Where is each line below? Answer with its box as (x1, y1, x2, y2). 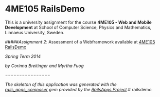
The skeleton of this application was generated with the (5, 81, 117, 87)
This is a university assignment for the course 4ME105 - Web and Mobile (5, 19, 152, 25)
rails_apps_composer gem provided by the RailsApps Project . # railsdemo (5, 86, 152, 92)
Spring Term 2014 (5, 53, 41, 59)
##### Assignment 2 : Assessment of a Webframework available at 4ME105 (5, 39, 155, 44)
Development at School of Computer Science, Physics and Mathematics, (5, 24, 152, 30)
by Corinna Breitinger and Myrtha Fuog (5, 63, 84, 69)
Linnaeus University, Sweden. (5, 29, 65, 35)
